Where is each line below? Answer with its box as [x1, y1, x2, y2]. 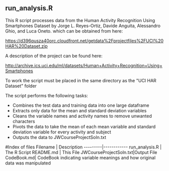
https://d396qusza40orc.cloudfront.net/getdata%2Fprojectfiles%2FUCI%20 [5, 38, 164, 44]
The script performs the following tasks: [5, 92, 88, 98]
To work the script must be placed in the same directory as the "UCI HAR [5, 77, 157, 83]
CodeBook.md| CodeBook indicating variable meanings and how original [5, 154, 156, 160]
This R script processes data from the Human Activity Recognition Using [5, 17, 155, 23]
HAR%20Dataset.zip [5, 43, 48, 49]
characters [12, 118, 35, 124]
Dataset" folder [5, 83, 37, 89]
